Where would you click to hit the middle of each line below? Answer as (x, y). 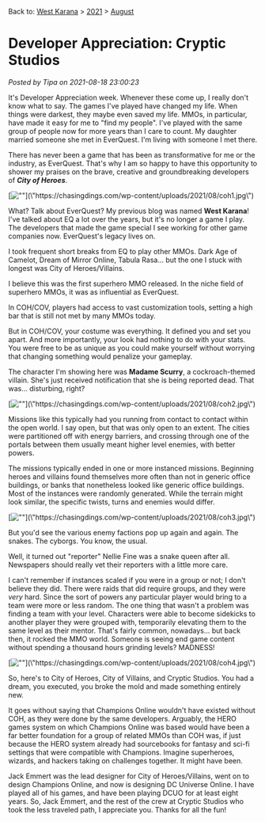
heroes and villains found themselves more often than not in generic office (129, 476)
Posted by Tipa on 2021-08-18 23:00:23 (74, 82)
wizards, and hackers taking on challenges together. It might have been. (126, 760)
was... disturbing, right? (47, 388)
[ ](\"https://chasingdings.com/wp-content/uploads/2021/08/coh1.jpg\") (131, 195)
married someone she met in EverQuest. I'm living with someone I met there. (133, 139)
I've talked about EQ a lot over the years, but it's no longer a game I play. (127, 219)
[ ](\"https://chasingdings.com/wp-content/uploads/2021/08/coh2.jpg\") (132, 404)
